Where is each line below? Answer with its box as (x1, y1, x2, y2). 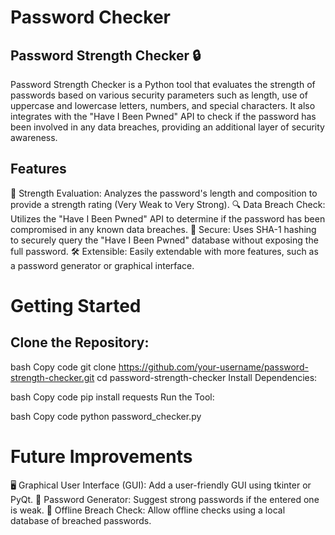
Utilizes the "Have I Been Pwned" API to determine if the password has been (10, 212, 326, 225)
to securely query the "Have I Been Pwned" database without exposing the (10, 234, 319, 246)
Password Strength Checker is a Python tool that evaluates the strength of (10, 79, 316, 90)
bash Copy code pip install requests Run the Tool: (10, 391, 215, 403)
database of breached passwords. (10, 514, 152, 526)
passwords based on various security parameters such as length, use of (10, 89, 308, 101)
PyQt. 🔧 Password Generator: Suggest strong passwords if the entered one (10, 493, 320, 505)
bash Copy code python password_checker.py (10, 410, 202, 422)
